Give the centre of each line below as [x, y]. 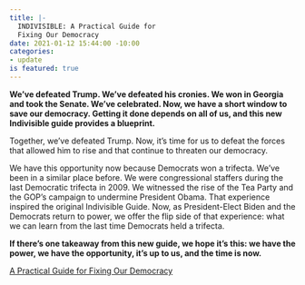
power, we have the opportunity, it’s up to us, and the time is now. [135, 253]
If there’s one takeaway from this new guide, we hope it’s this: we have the [153, 243]
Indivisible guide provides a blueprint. [83, 123]
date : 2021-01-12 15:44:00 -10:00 [75, 43]
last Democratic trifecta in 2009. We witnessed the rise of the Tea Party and [151, 187]
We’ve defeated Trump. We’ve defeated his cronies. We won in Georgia [147, 94]
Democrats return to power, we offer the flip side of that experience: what [147, 216]
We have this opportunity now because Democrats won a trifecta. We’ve [145, 168]
